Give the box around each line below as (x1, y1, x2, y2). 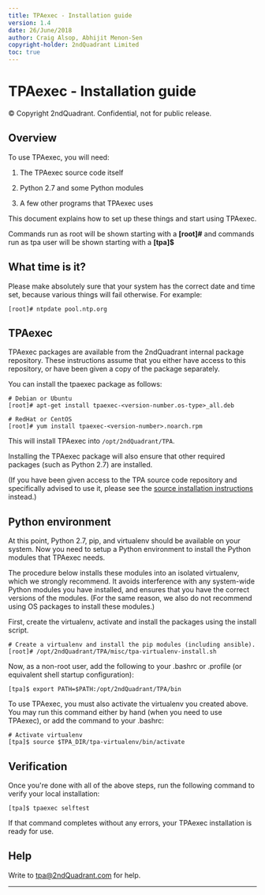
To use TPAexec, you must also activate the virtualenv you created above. (8, 699, 248, 708)
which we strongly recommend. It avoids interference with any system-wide (8, 576, 255, 586)
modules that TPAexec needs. (8, 553, 106, 562)
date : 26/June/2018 (8, 26, 73, 34)
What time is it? (8, 260, 87, 274)
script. (8, 625, 29, 635)
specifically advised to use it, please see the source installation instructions (8, 484, 254, 493)
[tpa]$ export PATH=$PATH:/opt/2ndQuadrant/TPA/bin (8, 685, 181, 693)
